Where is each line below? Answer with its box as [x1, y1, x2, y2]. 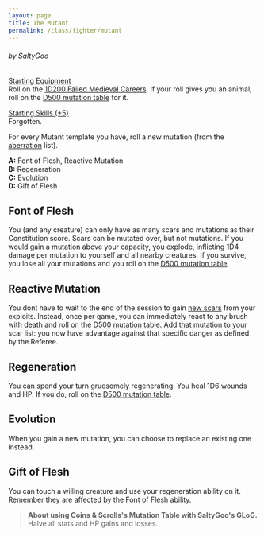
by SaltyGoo [8, 51, 49, 60]
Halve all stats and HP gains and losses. [27, 519, 159, 528]
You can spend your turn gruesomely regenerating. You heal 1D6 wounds [8, 381, 247, 390]
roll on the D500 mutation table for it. [8, 92, 129, 102]
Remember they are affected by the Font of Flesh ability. [8, 495, 192, 504]
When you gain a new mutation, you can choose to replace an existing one [8, 433, 252, 443]
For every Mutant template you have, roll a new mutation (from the [8, 132, 224, 142]
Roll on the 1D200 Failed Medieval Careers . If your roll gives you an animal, [8, 84, 252, 94]
